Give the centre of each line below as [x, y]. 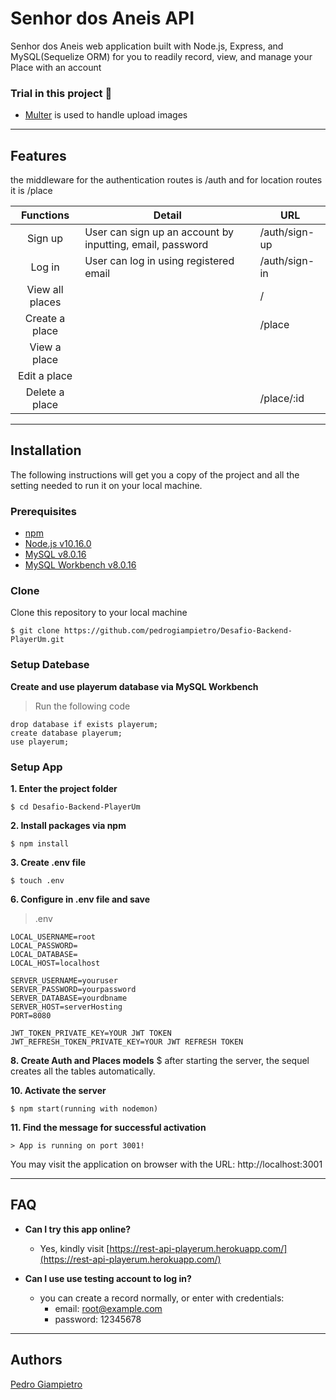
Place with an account [56, 67]
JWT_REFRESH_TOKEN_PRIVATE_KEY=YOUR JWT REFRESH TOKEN [127, 1042]
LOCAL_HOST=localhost [55, 963]
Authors [36, 1360]
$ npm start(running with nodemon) [84, 1109]
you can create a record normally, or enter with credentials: [162, 1298]
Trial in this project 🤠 [61, 93]
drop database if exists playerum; [84, 724]
